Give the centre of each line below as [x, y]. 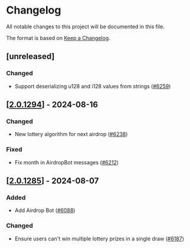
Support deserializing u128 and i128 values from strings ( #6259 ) [93, 86]
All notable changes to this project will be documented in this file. [86, 27]
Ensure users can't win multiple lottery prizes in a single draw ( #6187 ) [99, 239]
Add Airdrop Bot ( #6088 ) [45, 210]
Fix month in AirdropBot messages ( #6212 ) [67, 162]
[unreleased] [30, 57]
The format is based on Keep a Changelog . [58, 38]
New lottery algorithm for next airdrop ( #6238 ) [71, 134]
